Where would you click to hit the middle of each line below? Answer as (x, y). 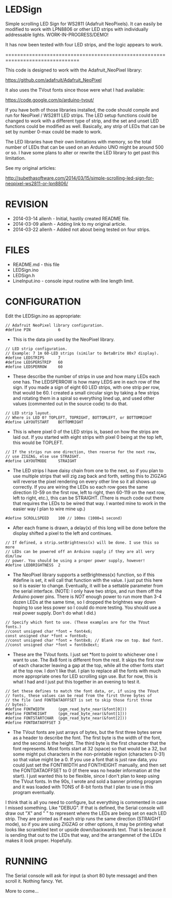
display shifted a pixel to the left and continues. (62, 533)
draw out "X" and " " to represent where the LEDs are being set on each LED (86, 813)
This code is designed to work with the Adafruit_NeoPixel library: (74, 70)
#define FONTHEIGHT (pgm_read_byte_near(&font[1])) (66, 713)
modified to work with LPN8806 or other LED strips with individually (77, 29)
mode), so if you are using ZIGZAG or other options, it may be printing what (85, 824)
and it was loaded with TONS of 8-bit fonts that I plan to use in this (83, 787)
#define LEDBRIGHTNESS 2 (33, 565)
